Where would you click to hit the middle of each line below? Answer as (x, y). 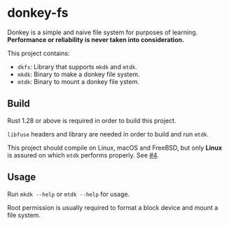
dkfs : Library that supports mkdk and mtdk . (77, 66)
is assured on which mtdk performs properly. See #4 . (83, 155)
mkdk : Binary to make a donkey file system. (78, 74)
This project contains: (39, 53)
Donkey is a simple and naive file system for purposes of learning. (103, 32)
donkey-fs (38, 13)
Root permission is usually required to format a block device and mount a (113, 207)
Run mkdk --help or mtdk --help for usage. (69, 194)
